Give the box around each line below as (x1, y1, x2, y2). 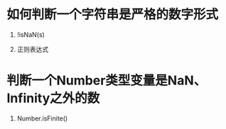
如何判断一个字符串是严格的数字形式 (6, 6, 219, 23)
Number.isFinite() (16, 114, 68, 123)
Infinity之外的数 (6, 90, 100, 106)
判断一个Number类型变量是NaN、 (6, 72, 207, 89)
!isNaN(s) (16, 30, 45, 39)
